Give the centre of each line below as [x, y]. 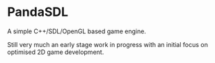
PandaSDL [38, 12]
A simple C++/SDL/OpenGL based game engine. [77, 31]
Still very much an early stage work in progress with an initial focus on [108, 44]
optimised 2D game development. [56, 52]
